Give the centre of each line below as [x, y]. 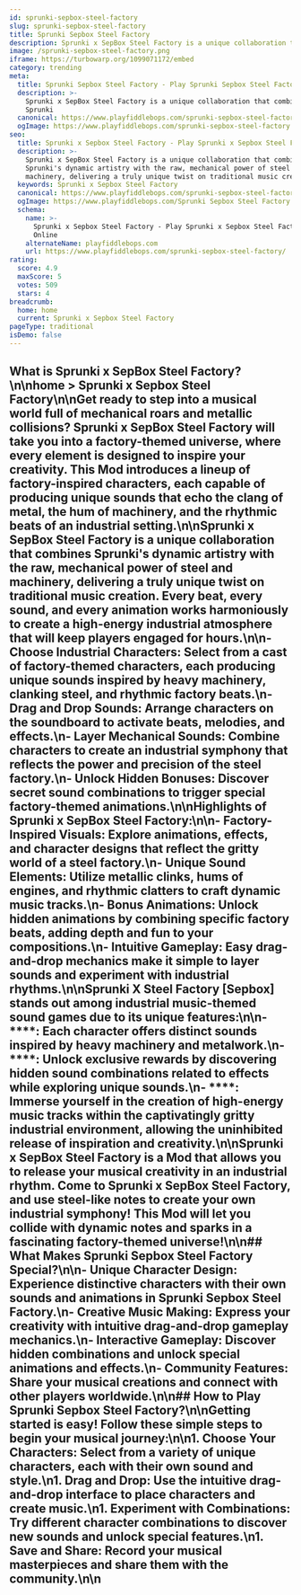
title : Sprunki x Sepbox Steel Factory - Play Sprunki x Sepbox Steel [152, 143]
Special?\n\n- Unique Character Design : [123, 1270]
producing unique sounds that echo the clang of [146, 498]
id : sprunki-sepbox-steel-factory [74, 18]
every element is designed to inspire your [128, 456]
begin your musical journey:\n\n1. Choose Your [142, 1439]
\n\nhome [37, 386]
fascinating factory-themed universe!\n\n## [136, 1242]
